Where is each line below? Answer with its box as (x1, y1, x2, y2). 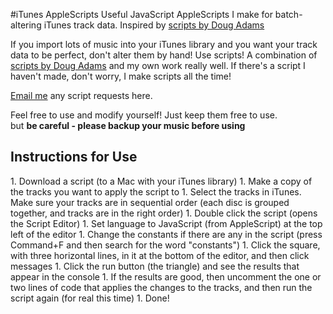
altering (10, 19, 42, 31)
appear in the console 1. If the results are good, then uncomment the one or (10, 270, 322, 283)
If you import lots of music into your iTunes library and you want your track (10, 39, 318, 50)
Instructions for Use (10, 149, 138, 166)
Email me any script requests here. (10, 90, 153, 101)
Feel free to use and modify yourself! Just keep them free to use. (10, 109, 278, 121)
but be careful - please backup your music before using (10, 120, 246, 131)
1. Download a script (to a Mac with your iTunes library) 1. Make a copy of (10, 175, 313, 187)
